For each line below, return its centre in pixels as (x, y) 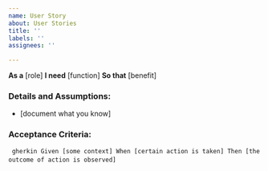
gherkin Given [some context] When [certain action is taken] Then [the (136, 151)
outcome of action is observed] (62, 160)
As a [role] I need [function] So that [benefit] (83, 75)
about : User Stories (43, 23)
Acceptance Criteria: (50, 135)
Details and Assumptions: (59, 96)
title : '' (25, 31)
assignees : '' (32, 46)
